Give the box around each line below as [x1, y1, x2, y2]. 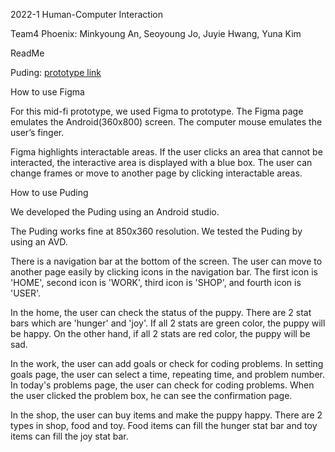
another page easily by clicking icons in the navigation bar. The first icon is [10, 266, 318, 278]
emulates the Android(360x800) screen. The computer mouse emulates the [10, 116, 323, 128]
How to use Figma [10, 86, 85, 98]
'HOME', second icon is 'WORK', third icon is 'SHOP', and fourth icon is [10, 277, 302, 288]
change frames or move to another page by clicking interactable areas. [10, 167, 303, 179]
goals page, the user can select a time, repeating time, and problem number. [10, 369, 325, 380]
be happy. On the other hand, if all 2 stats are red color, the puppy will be [10, 328, 311, 339]
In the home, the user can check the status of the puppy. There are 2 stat [10, 307, 312, 318]
